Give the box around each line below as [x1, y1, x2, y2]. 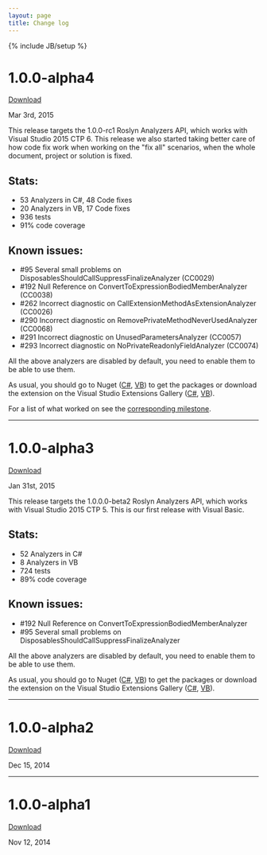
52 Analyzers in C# [19, 549, 83, 558]
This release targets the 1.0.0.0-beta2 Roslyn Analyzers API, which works [8, 496, 248, 506]
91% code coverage [19, 220, 86, 231]
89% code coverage [19, 574, 87, 584]
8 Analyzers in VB [19, 558, 79, 567]
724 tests [19, 565, 51, 575]
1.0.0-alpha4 [8, 68, 95, 87]
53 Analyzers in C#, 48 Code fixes [19, 196, 133, 205]
